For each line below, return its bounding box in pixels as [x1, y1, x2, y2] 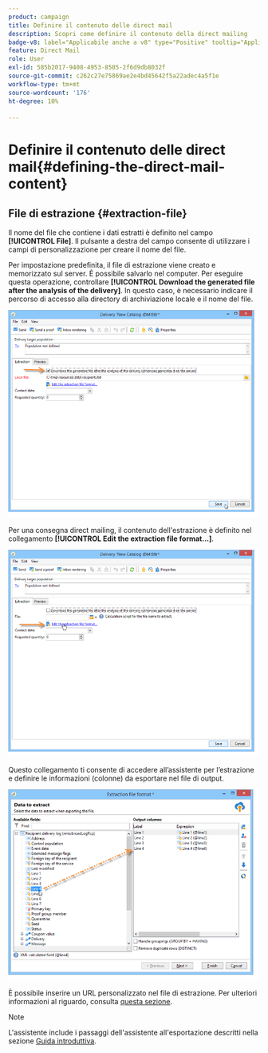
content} [8, 175, 68, 193]
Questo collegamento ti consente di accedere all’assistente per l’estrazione [8, 765, 254, 774]
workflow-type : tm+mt [8, 80, 81, 88]
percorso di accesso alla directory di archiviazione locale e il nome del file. [8, 294, 254, 304]
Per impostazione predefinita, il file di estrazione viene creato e [8, 260, 216, 270]
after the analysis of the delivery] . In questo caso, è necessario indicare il [8, 286, 253, 296]
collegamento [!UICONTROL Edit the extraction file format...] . [8, 534, 214, 543]
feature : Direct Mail [8, 46, 81, 55]
